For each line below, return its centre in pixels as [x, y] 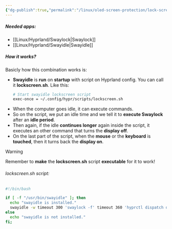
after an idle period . [34, 120]
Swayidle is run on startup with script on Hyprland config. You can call [88, 80]
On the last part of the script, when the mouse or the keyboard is [82, 136]
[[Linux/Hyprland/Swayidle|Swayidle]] [53, 45]
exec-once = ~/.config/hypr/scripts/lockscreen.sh [68, 99]
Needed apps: [21, 27]
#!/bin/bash [18, 189]
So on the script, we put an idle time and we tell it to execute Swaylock [88, 115]
